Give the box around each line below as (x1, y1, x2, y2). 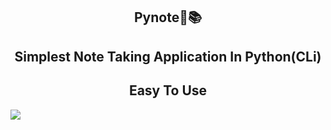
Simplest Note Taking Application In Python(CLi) (14, 48, 322, 65)
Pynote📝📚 (133, 9, 203, 26)
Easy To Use (128, 82, 208, 99)
